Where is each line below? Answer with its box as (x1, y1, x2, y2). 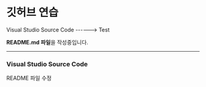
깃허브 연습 (6, 5, 59, 19)
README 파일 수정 (6, 74, 52, 82)
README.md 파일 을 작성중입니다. (6, 38, 89, 46)
